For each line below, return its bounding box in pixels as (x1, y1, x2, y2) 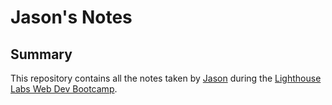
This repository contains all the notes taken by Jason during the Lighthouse (10, 72, 322, 84)
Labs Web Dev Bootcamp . (10, 83, 118, 95)
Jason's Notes (10, 6, 133, 29)
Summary (10, 46, 73, 63)
